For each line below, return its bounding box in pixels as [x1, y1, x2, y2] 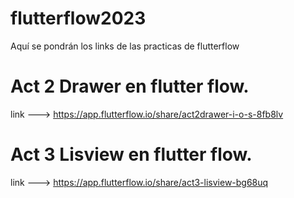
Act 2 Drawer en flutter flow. [10, 75, 250, 98]
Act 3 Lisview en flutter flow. [10, 143, 253, 166]
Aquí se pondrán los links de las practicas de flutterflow [10, 40, 240, 52]
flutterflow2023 [10, 7, 147, 30]
